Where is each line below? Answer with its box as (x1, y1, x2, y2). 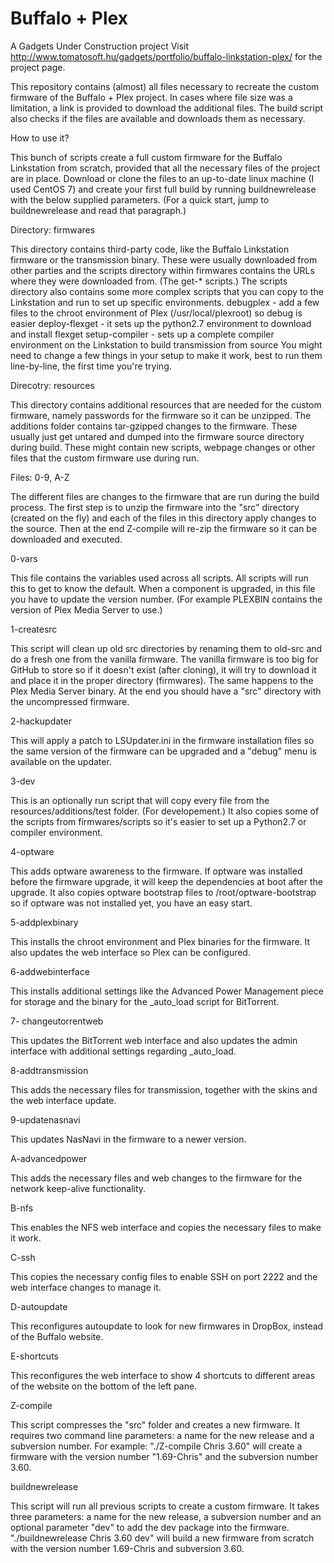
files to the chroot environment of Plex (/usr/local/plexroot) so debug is (10, 307, 303, 319)
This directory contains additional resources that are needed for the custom (10, 398, 322, 411)
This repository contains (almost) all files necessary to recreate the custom (10, 80, 320, 92)
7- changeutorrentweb (10, 1015, 104, 1027)
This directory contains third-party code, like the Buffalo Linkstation (10, 243, 290, 255)
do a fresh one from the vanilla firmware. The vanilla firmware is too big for (10, 653, 319, 665)
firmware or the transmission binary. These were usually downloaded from (10, 253, 318, 266)
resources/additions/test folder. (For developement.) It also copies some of (10, 805, 320, 817)
